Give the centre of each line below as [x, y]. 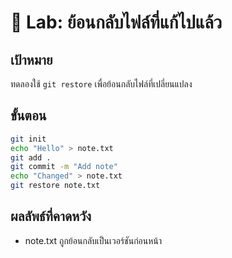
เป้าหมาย [31, 59]
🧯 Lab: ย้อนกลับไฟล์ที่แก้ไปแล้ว [116, 22]
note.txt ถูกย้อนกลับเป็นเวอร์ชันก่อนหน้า [93, 240]
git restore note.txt [55, 186]
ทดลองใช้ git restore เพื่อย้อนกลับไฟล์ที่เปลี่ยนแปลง [101, 84]
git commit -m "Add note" [64, 167]
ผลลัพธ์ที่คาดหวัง [51, 216]
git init [28, 139]
